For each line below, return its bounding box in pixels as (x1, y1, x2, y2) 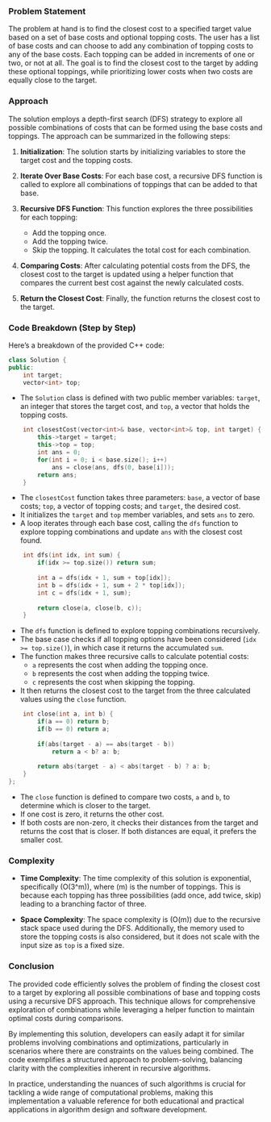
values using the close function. (19, 694, 127, 704)
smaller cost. (19, 835, 63, 845)
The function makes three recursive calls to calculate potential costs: (19, 652, 249, 661)
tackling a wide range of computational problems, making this (8, 1087, 214, 1097)
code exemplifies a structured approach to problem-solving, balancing (8, 1054, 243, 1064)
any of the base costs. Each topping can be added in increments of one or (8, 50, 255, 60)
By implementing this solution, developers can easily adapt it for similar (8, 1028, 245, 1038)
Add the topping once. (31, 227, 107, 237)
